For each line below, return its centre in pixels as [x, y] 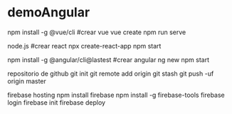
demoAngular [49, 12]
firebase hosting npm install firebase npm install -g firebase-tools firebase [116, 95]
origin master [27, 81]
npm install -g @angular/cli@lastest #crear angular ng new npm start [109, 59]
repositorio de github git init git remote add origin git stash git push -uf [111, 73]
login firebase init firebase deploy [56, 102]
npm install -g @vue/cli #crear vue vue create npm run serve [97, 32]
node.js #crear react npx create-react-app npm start [84, 46]
